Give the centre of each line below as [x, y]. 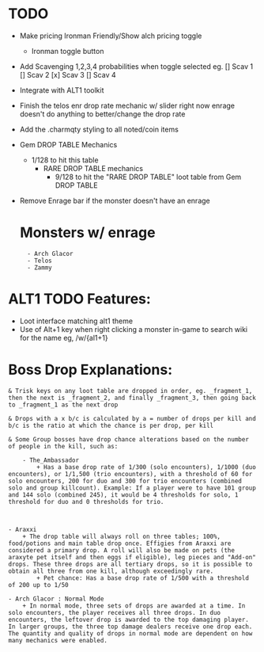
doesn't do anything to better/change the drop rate [102, 114]
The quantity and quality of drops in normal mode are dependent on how [130, 633]
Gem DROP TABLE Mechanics [68, 144]
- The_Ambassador [51, 460]
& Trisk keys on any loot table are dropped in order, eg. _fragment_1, [130, 391]
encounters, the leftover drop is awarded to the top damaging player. [128, 620]
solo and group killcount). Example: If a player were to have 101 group [132, 488]
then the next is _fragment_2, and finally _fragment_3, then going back [132, 398]
